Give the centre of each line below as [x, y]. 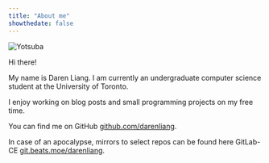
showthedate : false [41, 23]
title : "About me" [39, 16]
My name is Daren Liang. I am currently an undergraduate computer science [135, 77]
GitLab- [248, 141]
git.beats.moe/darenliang [61, 150]
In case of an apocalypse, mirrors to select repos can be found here [121, 141]
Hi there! [23, 62]
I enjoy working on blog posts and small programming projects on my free [131, 102]
